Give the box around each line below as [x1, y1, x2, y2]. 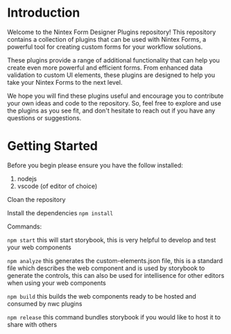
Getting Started [7, 138, 99, 154]
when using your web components [7, 278, 106, 287]
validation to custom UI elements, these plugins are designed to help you [7, 71, 216, 79]
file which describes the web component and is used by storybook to [7, 264, 205, 272]
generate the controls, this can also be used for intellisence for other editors [7, 271, 225, 279]
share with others [7, 320, 58, 328]
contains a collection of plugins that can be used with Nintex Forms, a [7, 35, 207, 43]
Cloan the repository [7, 195, 66, 203]
